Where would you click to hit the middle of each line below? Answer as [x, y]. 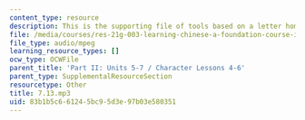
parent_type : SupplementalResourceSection [91, 77]
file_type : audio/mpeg [52, 43]
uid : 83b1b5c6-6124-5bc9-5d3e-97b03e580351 [93, 102]
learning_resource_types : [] [64, 51]
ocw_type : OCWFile [44, 60]
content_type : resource [54, 18]
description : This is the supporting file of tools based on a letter [146, 26]
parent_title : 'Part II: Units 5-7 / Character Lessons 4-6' [128, 69]
